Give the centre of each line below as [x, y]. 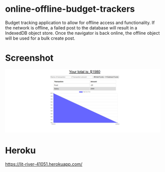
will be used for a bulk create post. [40, 38]
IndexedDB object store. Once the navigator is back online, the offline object [82, 33]
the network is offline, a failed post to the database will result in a [71, 27]
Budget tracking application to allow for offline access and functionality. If [80, 23]
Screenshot [29, 58]
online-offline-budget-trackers [70, 9]
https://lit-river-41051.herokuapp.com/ [44, 164]
